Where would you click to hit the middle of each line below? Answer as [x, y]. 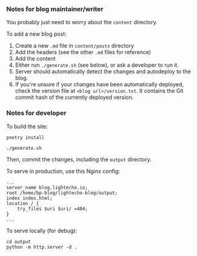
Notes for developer [36, 113]
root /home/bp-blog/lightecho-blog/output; [62, 193]
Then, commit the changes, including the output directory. [79, 159]
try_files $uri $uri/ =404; [52, 209]
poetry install [25, 137]
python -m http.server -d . [42, 247]
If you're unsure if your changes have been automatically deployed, [99, 84]
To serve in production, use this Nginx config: [63, 171]
